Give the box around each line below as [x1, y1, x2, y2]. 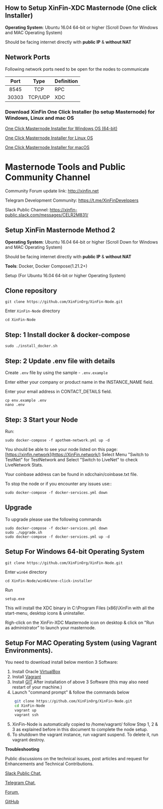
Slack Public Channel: [5, 207, 49, 212]
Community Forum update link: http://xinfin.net [5, 188, 99, 194]
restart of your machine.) [12, 684, 62, 690]
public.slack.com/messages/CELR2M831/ [5, 212, 89, 218]
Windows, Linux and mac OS [5, 114, 74, 121]
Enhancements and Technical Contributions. [5, 761, 94, 767]
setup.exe [5, 596, 25, 601]
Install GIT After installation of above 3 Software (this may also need [12, 679, 148, 685]
